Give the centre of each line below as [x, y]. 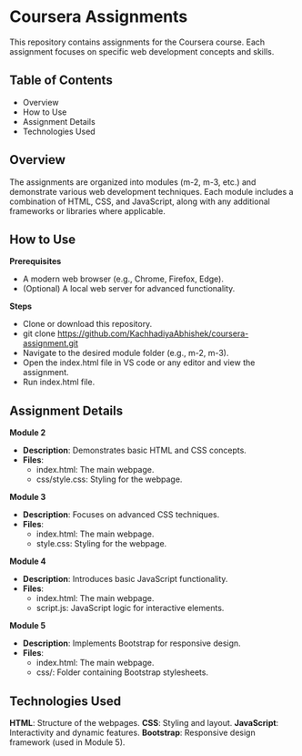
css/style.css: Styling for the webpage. [109, 479]
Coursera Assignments [99, 17]
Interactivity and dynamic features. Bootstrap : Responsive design [133, 732]
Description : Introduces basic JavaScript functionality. [125, 579]
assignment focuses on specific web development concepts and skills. [142, 51]
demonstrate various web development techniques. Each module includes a [151, 191]
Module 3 [28, 497]
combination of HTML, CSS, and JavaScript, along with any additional [140, 201]
